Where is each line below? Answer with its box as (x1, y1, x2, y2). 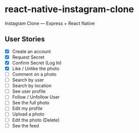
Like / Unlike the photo (12, 65, 59, 71)
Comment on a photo (12, 71, 57, 77)
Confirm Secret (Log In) (12, 60, 62, 66)
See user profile (12, 88, 46, 95)
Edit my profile (12, 105, 43, 112)
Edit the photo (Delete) (12, 117, 60, 123)
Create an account (12, 48, 51, 54)
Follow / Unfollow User (12, 94, 60, 100)
